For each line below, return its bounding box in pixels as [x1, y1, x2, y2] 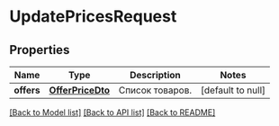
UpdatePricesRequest [9, 6, 177, 27]
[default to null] [201, 84, 266, 96]
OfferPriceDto [49, 84, 111, 96]
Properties [9, 42, 70, 58]
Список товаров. [118, 84, 192, 96]
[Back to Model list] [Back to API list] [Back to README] [9, 107, 216, 118]
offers [13, 84, 40, 96]
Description [129, 69, 182, 81]
